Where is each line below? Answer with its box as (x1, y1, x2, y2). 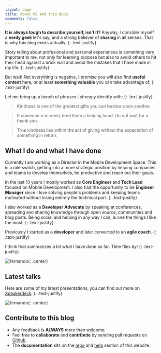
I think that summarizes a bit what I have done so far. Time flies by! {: (5, 244, 143, 249)
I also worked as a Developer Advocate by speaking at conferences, (5, 204, 142, 210)
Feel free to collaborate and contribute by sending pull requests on (12, 332, 147, 338)
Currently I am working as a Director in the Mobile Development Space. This (5, 159, 156, 165)
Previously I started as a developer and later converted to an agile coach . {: (5, 229, 156, 235)
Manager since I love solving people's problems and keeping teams (5, 190, 140, 195)
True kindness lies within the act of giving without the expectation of (16, 127, 153, 133)
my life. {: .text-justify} (5, 65, 50, 71)
